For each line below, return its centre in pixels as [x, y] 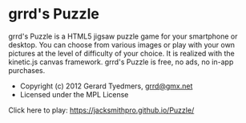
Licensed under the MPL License [74, 94]
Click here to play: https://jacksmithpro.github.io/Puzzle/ [101, 110]
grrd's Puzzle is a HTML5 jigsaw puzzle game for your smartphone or [123, 36]
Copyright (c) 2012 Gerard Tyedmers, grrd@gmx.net [106, 86]
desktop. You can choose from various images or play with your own [121, 44]
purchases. [27, 70]
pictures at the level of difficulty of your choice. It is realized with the [121, 53]
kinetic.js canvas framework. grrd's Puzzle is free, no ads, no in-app [121, 62]
